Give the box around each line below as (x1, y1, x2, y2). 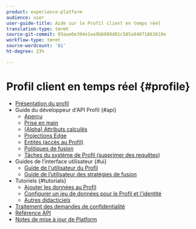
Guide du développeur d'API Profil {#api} (15, 106, 117, 113)
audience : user (6, 15, 45, 21)
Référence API (15, 209, 51, 216)
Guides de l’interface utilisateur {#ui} (15, 158, 107, 165)
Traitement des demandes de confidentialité (15, 202, 125, 210)
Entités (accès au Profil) (24, 138, 84, 145)
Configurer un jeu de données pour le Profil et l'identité (24, 190, 162, 197)
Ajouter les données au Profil (24, 183, 97, 191)
